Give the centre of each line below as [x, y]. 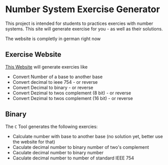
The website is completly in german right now [53, 39]
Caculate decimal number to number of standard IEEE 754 [73, 158]
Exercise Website [33, 55]
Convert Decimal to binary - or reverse [53, 87]
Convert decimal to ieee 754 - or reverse [55, 82]
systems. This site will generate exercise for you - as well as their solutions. [84, 28]
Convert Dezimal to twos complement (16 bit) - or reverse [73, 98]
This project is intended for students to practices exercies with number [79, 23]
